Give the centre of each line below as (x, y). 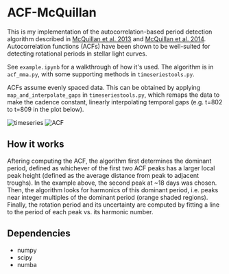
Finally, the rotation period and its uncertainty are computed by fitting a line (113, 205)
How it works (36, 145)
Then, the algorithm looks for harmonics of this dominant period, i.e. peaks (113, 190)
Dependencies (39, 234)
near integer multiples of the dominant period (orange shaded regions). (108, 197)
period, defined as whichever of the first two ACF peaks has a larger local (111, 168)
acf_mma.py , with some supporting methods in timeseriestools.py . (101, 74)
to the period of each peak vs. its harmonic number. (80, 212)
